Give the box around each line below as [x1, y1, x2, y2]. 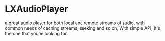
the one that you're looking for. [5, 30, 68, 36]
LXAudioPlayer [5, 3, 68, 15]
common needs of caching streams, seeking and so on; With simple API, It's [5, 25, 161, 31]
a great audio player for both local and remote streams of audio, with [5, 20, 145, 26]
